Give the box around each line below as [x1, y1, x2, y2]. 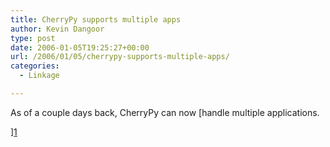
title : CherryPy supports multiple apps [10, 14, 182, 25]
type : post [10, 33, 56, 43]
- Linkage [19, 71, 60, 81]
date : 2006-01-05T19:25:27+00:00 [10, 42, 150, 53]
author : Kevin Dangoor [10, 24, 105, 34]
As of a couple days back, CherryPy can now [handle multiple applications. [10, 106, 320, 118]
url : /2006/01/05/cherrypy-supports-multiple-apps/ [10, 52, 230, 62]
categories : [10, 61, 60, 71]
